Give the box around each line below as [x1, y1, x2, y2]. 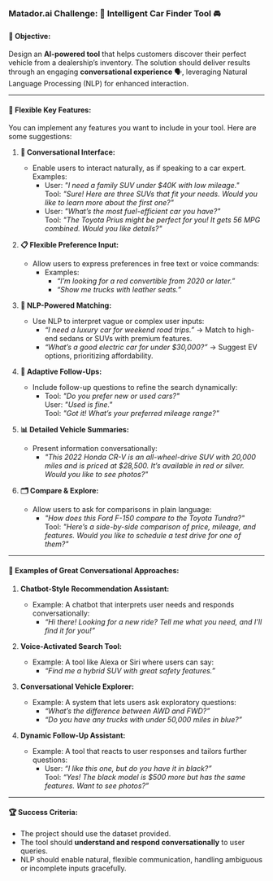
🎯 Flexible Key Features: [8, 105, 92, 115]
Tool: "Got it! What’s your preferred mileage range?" [44, 409, 219, 419]
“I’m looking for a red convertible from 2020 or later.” [56, 276, 236, 286]
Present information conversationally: [32, 444, 158, 454]
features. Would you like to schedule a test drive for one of [44, 531, 241, 541]
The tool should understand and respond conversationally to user [19, 837, 245, 847]
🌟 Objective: [8, 31, 51, 41]
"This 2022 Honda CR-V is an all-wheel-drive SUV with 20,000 [44, 452, 256, 462]
